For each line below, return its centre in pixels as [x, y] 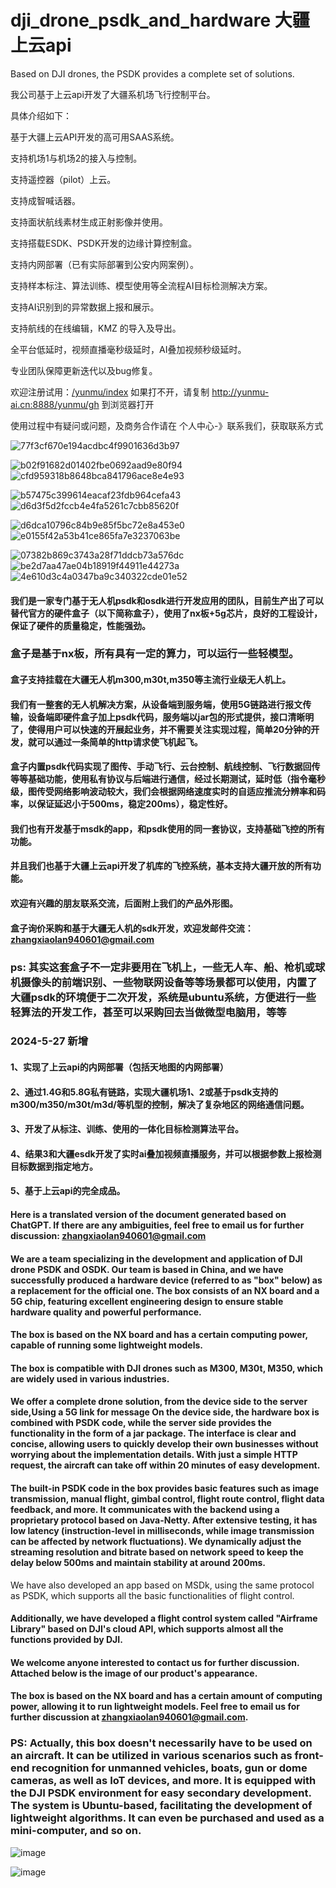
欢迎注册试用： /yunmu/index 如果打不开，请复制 [110, 392]
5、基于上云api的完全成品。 [68, 1191]
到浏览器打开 [128, 404]
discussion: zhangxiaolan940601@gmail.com [108, 1236]
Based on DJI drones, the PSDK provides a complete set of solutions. [152, 73]
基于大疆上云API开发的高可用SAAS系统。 [95, 137]
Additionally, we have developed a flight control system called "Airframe [164, 1618]
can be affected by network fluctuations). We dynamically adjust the [156, 1541]
